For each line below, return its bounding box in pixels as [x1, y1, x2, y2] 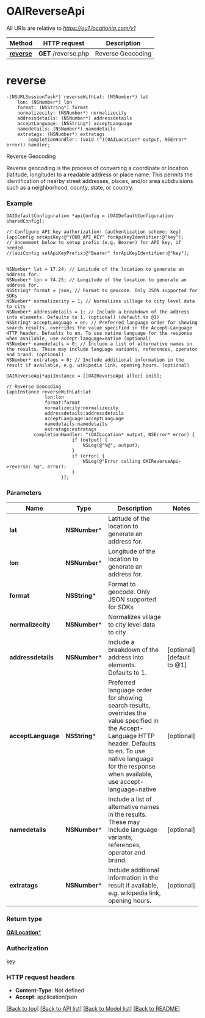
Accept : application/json [15, 993, 77, 1001]
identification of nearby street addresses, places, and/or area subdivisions [6, 177, 193, 184]
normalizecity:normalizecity [45, 405, 119, 411]
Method [9, 38, 33, 47]
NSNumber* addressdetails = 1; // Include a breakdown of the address [6, 309, 190, 315]
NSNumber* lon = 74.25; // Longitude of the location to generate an [6, 277, 187, 283]
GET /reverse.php [38, 49, 90, 57]
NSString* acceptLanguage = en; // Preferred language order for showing [6, 320, 198, 326]
